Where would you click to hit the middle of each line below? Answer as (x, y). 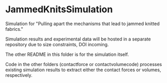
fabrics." (14, 29)
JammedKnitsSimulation (59, 9)
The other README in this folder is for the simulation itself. (67, 54)
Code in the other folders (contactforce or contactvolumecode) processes (84, 64)
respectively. (19, 75)
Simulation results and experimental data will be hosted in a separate (78, 39)
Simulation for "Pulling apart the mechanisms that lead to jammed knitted (83, 24)
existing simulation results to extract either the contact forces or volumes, (83, 70)
